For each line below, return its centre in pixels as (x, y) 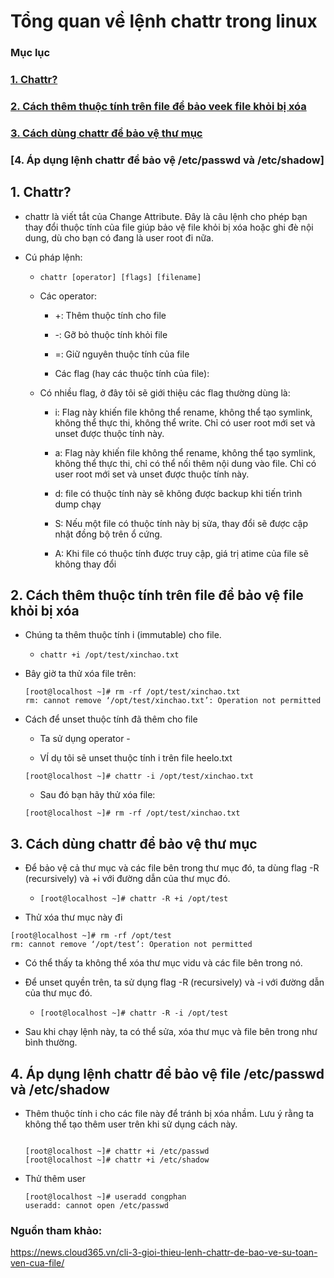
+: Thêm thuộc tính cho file (110, 315)
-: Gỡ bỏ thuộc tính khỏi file (111, 334)
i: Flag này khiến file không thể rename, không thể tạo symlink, (183, 412)
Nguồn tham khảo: (56, 1230)
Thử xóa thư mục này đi (73, 917)
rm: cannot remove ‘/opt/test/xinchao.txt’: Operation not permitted (173, 701)
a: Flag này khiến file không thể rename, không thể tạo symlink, (185, 452)
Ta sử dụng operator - (85, 739)
